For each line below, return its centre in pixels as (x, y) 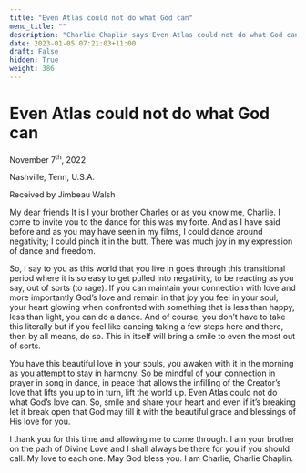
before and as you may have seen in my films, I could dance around (136, 232)
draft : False (34, 52)
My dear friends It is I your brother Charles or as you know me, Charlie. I (145, 212)
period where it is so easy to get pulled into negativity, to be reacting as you (152, 278)
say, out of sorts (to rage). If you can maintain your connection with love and (153, 288)
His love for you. (40, 422)
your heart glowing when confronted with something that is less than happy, (152, 307)
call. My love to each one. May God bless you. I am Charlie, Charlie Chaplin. (152, 458)
